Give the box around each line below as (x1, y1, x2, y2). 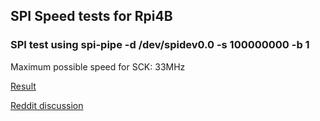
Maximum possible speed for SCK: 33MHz (10, 60, 186, 73)
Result (10, 80, 37, 92)
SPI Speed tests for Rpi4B (10, 8, 173, 25)
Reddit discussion (10, 99, 84, 111)
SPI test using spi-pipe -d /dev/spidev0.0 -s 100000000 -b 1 (10, 38, 310, 52)
